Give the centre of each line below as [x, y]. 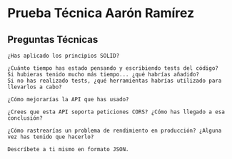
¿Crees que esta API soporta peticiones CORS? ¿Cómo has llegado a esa [116, 112]
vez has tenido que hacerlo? [51, 137]
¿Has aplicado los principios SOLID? [64, 56]
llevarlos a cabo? [35, 87]
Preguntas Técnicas [53, 40]
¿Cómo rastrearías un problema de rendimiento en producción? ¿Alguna [115, 130]
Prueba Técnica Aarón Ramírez [101, 13]
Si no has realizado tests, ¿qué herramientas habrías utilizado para [115, 81]
